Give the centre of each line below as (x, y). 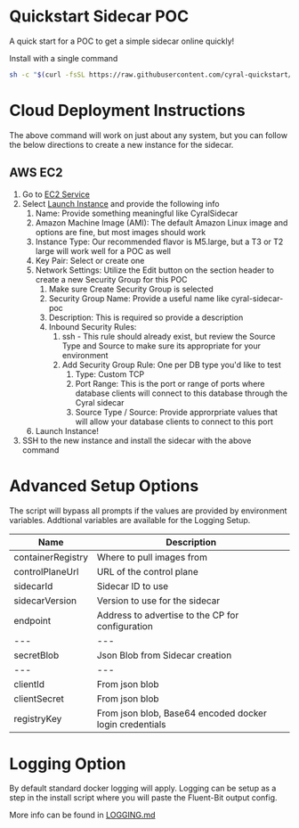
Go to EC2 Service (56, 194)
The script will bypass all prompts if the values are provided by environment (148, 511)
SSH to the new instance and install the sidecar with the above (137, 440)
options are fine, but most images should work (121, 232)
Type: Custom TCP (110, 374)
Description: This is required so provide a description (146, 317)
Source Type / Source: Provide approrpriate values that (177, 412)
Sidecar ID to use (133, 586)
